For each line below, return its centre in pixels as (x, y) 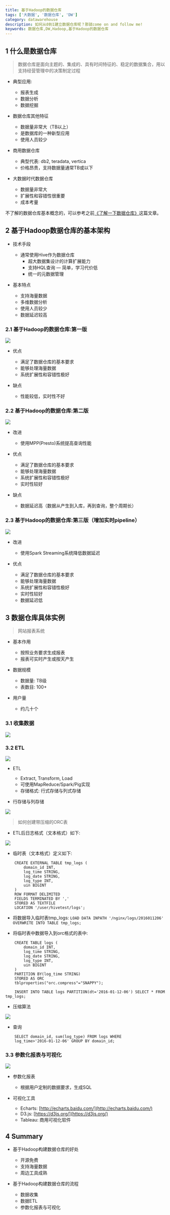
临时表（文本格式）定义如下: (42, 853)
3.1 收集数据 (20, 723)
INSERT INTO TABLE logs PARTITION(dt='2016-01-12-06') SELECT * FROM (90, 992)
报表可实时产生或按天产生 (47, 659)
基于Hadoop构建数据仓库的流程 (46, 1184)
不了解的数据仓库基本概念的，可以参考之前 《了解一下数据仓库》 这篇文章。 (83, 213)
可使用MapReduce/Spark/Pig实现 (55, 784)
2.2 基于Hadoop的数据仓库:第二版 (47, 411)
